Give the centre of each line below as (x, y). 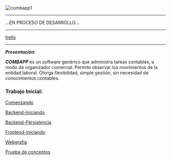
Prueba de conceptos (28, 152)
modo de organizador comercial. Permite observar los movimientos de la (81, 67)
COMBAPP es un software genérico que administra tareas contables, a (80, 62)
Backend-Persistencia (28, 122)
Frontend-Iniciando (25, 132)
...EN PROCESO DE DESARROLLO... (42, 22)
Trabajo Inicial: (24, 91)
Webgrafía (16, 142)
